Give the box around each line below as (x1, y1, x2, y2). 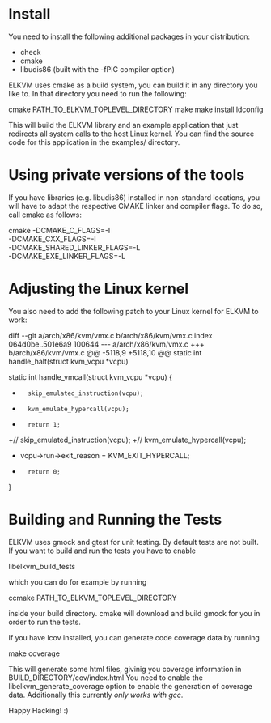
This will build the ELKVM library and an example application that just (8, 120, 239, 130)
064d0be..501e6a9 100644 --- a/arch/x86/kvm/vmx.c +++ (8, 339, 205, 349)
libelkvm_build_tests (8, 561, 75, 571)
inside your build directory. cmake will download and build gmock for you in (8, 608, 260, 618)
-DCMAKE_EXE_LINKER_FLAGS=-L (8, 251, 126, 261)
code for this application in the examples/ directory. (8, 137, 180, 147)
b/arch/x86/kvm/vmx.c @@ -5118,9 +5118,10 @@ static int (8, 347, 202, 357)
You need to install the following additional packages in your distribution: (8, 32, 251, 41)
